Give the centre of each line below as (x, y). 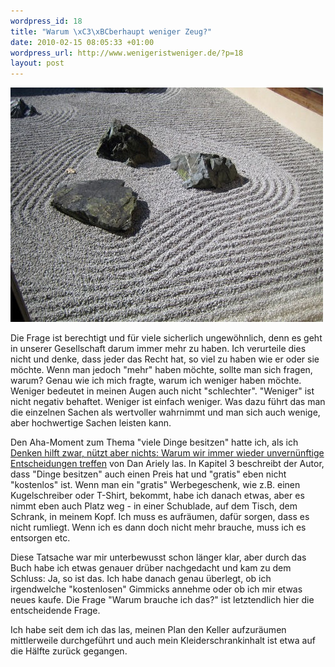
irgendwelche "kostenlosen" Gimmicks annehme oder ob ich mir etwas (156, 589)
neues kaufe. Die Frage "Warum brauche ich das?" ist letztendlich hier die (162, 600)
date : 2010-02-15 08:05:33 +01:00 (82, 42)
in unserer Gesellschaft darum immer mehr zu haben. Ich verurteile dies (158, 349)
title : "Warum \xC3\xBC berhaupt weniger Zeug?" (111, 31)
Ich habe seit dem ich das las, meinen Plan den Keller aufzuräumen (148, 630)
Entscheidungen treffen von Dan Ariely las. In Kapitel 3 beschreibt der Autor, (167, 464)
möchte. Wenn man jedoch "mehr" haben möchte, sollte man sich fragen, (161, 370)
